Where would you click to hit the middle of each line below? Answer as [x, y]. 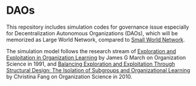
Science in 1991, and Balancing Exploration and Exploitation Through [91, 64]
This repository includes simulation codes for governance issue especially [98, 27]
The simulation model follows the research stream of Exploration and [91, 51]
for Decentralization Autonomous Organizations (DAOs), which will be [92, 33]
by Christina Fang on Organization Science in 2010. [70, 76]
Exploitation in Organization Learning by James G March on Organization [96, 57]
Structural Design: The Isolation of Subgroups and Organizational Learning [98, 70]
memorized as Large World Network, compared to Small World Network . [96, 39]
